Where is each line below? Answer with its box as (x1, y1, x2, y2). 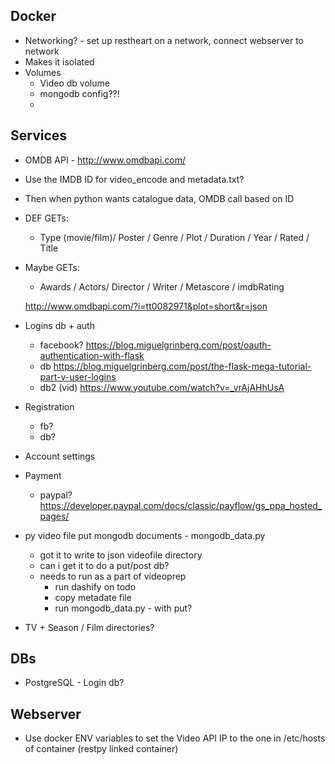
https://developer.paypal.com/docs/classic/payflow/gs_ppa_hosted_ (39, 499, 323, 511)
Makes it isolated (24, 55, 95, 68)
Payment (24, 469, 62, 481)
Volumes (24, 66, 62, 78)
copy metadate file (54, 591, 132, 603)
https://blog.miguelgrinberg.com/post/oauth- (85, 339, 272, 351)
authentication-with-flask (39, 349, 145, 361)
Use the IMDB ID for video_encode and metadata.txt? (24, 173, 245, 185)
